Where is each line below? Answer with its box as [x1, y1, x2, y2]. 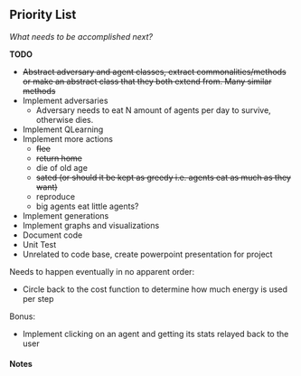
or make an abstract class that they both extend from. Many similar [22, 76, 272, 87]
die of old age [35, 162, 89, 173]
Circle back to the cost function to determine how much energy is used [22, 284, 287, 295]
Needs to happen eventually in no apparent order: [9, 266, 195, 277]
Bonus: [9, 311, 36, 322]
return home [35, 153, 83, 164]
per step [22, 293, 54, 304]
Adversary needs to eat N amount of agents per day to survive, [35, 104, 271, 116]
